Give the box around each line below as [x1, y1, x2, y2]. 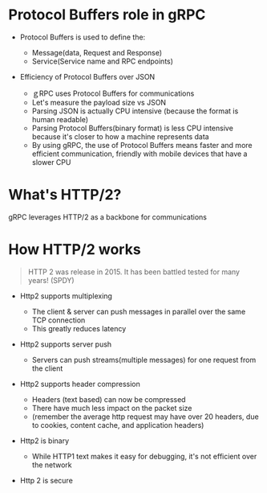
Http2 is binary [19, 436, 70, 446]
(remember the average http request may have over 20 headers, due [31, 412, 259, 421]
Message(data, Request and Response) [31, 47, 163, 57]
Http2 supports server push [19, 339, 112, 349]
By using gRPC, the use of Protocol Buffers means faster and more [31, 140, 253, 150]
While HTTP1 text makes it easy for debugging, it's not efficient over [31, 451, 257, 461]
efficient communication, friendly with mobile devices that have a [31, 149, 248, 158]
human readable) [31, 114, 89, 124]
